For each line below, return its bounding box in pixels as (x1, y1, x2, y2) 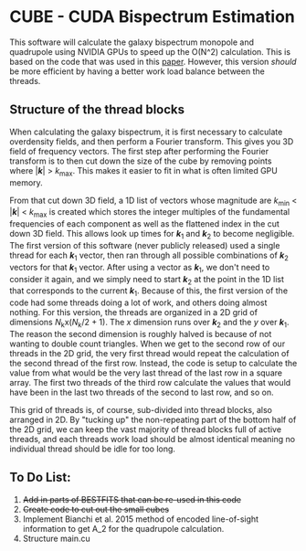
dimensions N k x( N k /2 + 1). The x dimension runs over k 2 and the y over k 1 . (9, 317, 290, 330)
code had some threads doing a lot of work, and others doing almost (9, 297, 268, 308)
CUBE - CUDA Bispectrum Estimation (9, 6, 295, 27)
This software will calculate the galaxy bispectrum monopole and (9, 37, 254, 48)
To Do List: (9, 470, 71, 485)
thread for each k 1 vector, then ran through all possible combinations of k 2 (9, 249, 290, 262)
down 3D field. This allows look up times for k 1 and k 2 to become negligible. (9, 228, 295, 241)
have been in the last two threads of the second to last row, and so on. (9, 387, 274, 397)
